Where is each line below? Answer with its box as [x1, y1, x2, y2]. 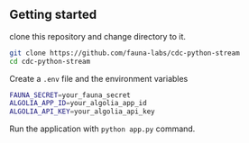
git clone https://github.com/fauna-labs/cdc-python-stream [9, 49, 241, 58]
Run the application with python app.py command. [9, 123, 196, 134]
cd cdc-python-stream [9, 57, 91, 66]
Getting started [9, 7, 97, 22]
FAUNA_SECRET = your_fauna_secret [9, 90, 131, 100]
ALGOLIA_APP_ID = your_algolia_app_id [9, 99, 147, 108]
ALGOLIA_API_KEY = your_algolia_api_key [9, 107, 155, 116]
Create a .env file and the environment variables [9, 73, 189, 84]
